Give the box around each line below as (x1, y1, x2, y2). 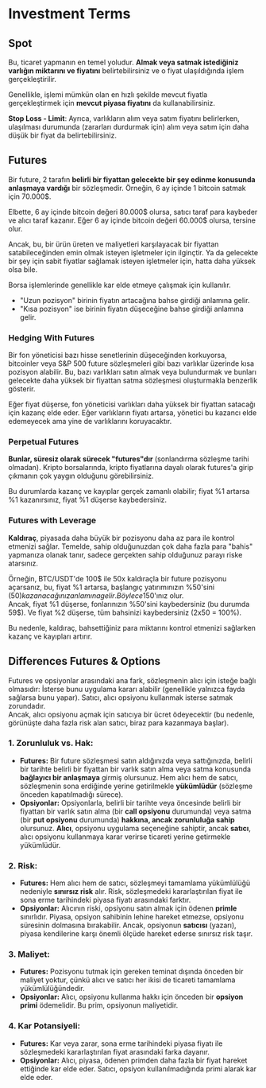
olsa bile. (8, 264, 38, 274)
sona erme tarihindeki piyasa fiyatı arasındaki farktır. (19, 896, 191, 905)
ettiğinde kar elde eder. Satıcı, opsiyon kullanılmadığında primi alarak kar (19, 1063, 256, 1074)
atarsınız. (8, 558, 38, 568)
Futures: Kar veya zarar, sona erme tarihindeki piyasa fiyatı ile (19, 1039, 223, 1048)
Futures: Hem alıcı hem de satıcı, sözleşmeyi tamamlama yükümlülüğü (19, 878, 251, 888)
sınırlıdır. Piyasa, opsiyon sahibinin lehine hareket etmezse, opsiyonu (19, 912, 245, 922)
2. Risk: (8, 860, 38, 871)
